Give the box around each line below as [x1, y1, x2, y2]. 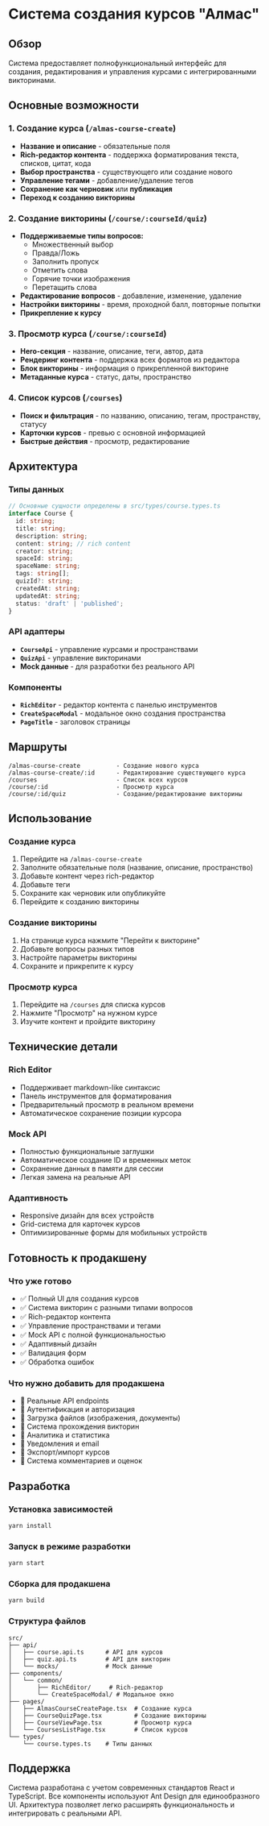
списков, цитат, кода [19, 158, 92, 168]
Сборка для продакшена [8, 1579, 111, 1589]
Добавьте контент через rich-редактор [19, 871, 155, 881]
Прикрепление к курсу [19, 308, 102, 317]
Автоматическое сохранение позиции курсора [19, 1108, 182, 1118]
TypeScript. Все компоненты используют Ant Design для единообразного [8, 1791, 260, 1801]
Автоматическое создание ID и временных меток [19, 1156, 191, 1165]
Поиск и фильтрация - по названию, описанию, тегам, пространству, [19, 410, 261, 420]
